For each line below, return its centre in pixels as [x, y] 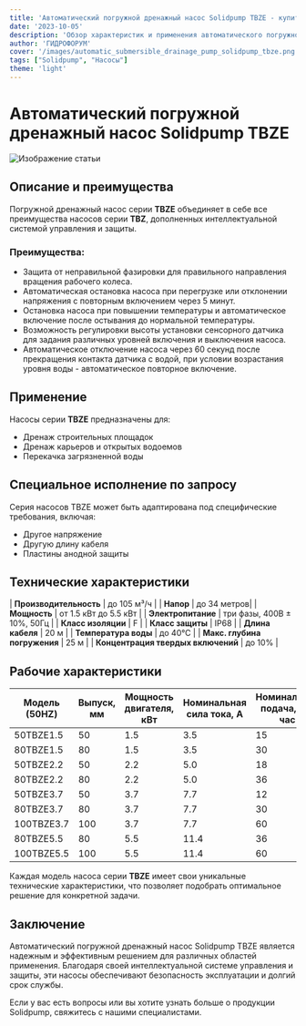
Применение [48, 397]
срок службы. [36, 984]
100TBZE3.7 [42, 824]
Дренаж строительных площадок [88, 436]
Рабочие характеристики [86, 671]
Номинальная [215, 703]
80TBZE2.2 [39, 780]
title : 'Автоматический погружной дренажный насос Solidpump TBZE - [142, 18]
